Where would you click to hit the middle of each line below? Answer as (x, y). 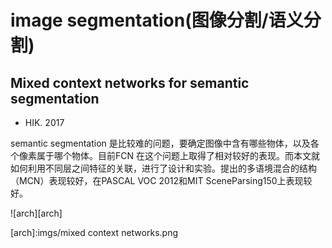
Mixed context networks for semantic (130, 82)
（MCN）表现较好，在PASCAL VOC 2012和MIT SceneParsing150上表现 (157, 180)
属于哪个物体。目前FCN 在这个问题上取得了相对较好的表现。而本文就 (178, 155)
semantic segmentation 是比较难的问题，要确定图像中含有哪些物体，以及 (160, 143)
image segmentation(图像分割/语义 (157, 20)
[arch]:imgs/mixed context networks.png (94, 232)
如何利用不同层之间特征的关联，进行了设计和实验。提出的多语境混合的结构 (163, 168)
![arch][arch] (36, 213)
